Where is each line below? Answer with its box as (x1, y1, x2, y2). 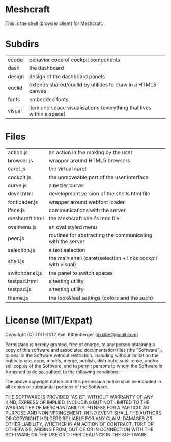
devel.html (8, 190, 33, 197)
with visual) (48, 261, 76, 268)
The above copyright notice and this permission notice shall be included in (5, 378, 161, 384)
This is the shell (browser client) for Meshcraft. (5, 20, 103, 27)
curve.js (8, 182, 27, 189)
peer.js (8, 235, 24, 242)
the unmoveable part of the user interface (48, 174, 149, 181)
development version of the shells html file (48, 190, 150, 197)
